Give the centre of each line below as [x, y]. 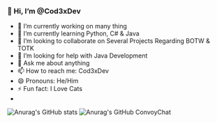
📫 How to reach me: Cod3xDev [63, 71]
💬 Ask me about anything [53, 63]
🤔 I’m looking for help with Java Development [82, 56]
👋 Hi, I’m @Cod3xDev [44, 11]
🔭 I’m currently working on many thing [72, 26]
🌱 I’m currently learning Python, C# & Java [78, 33]
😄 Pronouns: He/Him [48, 81]
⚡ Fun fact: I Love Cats [50, 89]
